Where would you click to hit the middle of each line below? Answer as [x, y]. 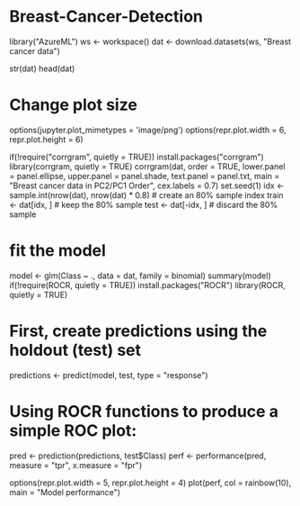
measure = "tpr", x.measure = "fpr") [75, 465]
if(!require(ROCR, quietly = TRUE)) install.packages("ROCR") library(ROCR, [147, 285]
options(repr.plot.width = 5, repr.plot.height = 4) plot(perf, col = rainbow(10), [150, 483]
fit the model [57, 251]
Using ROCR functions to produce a [144, 411]
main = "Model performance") [65, 492]
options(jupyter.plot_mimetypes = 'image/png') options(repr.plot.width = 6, [148, 130]
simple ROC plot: [73, 430]
